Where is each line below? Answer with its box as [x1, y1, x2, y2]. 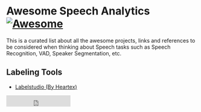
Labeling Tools [6, 67, 63, 78]
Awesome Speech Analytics [6, 4, 150, 18]
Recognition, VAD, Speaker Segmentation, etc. [6, 49, 122, 57]
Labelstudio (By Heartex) [14, 83, 77, 90]
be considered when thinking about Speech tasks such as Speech [6, 43, 171, 51]
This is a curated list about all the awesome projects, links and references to [6, 37, 196, 44]
